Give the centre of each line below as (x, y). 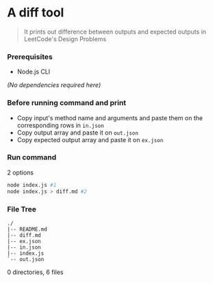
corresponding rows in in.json (60, 125)
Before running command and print (67, 103)
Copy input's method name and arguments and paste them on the (110, 117)
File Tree (22, 209)
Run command (32, 157)
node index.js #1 (32, 185)
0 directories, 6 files (35, 272)
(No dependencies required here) (54, 85)
